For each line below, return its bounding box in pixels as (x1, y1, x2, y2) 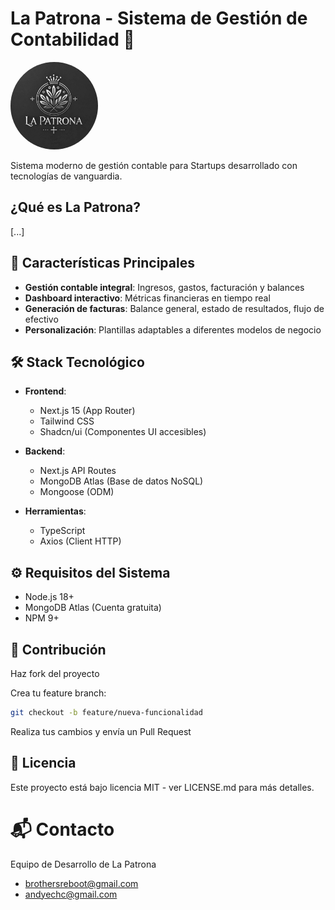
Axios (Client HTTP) (39, 535, 122, 547)
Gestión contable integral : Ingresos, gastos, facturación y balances (24, 281, 305, 293)
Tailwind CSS (39, 415, 95, 427)
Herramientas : (24, 505, 87, 517)
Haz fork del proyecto (10, 668, 100, 679)
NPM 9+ (24, 612, 60, 624)
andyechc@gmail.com (24, 888, 118, 900)
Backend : (24, 445, 66, 457)
